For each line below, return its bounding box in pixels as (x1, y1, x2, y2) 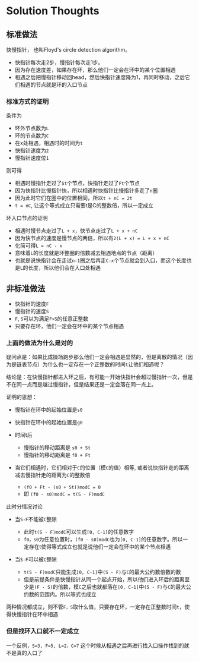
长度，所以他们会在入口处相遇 (27, 264, 101, 272)
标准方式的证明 (6, 97, 49, 105)
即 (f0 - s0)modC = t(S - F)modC (23, 490, 105, 497)
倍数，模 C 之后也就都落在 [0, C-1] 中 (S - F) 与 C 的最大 (57, 584, 187, 591)
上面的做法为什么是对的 (6, 339, 73, 347)
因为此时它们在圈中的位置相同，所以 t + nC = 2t (14, 194, 133, 201)
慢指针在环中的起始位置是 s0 (14, 406, 83, 414)
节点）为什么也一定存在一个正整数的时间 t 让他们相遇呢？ (26, 361, 165, 368)
